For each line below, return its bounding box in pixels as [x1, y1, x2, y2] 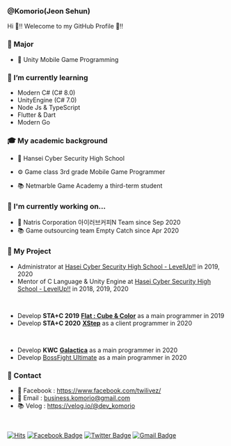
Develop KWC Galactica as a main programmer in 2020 [17, 346, 178, 354]
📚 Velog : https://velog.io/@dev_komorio [17, 401, 136, 410]
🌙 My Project [7, 246, 51, 256]
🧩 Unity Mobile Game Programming [17, 55, 119, 63]
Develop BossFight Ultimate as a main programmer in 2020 [17, 353, 187, 361]
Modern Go [17, 118, 51, 126]
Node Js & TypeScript [17, 103, 81, 111]
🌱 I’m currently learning [7, 72, 88, 82]
